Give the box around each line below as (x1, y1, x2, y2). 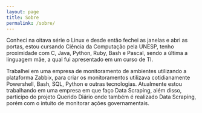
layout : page (6, 8, 39, 15)
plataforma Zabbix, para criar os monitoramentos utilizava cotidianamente (6, 74, 191, 82)
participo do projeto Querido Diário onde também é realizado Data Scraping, (6, 93, 197, 100)
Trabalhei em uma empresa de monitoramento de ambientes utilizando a (6, 68, 187, 75)
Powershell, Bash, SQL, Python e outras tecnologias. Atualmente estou (6, 80, 183, 88)
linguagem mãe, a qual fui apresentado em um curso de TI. (6, 56, 154, 63)
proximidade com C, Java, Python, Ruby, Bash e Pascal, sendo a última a (6, 50, 188, 57)
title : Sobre (6, 15, 39, 21)
